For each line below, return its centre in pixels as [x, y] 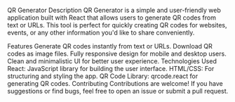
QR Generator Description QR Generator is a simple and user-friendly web [114, 10]
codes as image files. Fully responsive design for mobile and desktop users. [117, 53]
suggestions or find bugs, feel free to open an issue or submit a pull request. [118, 91]
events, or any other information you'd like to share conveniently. [101, 32]
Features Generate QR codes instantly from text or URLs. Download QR [110, 46]
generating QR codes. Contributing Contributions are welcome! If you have [115, 83]
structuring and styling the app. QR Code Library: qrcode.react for [103, 76]
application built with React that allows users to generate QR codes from [112, 18]
